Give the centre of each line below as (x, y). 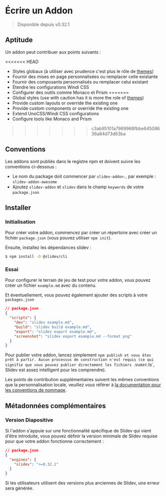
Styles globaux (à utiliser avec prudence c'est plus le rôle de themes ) (83, 71)
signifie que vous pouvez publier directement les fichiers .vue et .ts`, (80, 365)
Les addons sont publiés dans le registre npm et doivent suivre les (73, 161)
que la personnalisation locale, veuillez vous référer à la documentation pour (83, 385)
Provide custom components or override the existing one (70, 108)
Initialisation (20, 222)
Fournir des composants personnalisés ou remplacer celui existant (80, 82)
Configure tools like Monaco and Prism (52, 119)
